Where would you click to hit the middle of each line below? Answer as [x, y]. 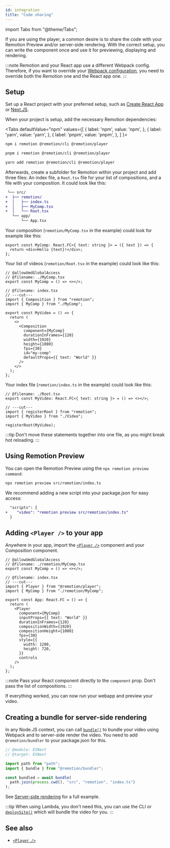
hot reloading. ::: [22, 440]
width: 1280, [37, 644]
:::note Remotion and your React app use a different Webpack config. [78, 65]
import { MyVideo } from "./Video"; [44, 416]
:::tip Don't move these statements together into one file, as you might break [85, 435]
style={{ [28, 640]
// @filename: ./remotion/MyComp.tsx [45, 564]
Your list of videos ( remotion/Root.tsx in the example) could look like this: [82, 264]
